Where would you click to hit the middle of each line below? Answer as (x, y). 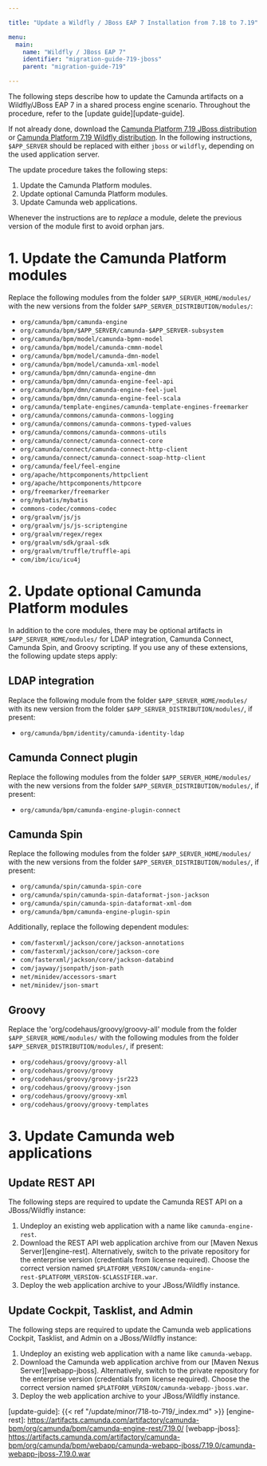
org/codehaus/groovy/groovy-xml (73, 1096)
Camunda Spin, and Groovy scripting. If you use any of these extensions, (128, 647)
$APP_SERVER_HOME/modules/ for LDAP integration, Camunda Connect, (121, 639)
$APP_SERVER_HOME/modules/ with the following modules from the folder (124, 1038)
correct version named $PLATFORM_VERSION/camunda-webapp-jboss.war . (134, 1387)
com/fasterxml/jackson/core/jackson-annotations (102, 943)
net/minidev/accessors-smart (68, 977)
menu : (17, 37)
